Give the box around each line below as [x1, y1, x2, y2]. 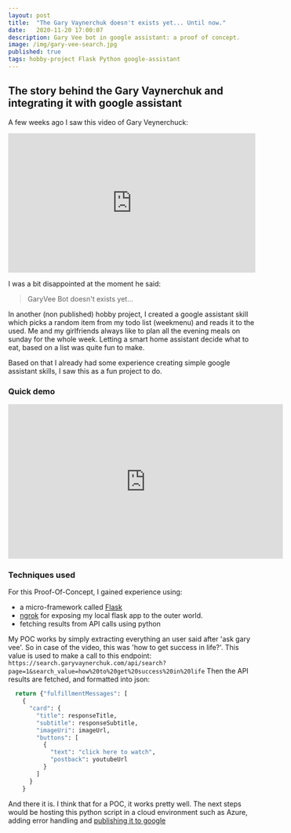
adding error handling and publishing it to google [8, 816, 166, 825]
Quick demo [8, 385, 56, 396]
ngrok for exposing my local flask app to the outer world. [19, 611, 203, 620]
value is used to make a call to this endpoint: [8, 651, 151, 660]
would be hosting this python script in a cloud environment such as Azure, [8, 807, 249, 817]
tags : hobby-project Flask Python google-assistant [8, 56, 180, 64]
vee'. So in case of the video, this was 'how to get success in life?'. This [8, 643, 239, 652]
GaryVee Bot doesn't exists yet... [27, 294, 133, 303]
